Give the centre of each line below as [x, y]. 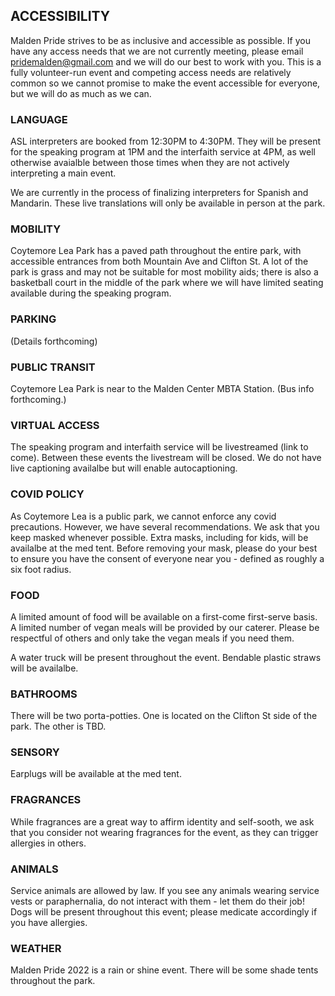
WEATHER [36, 948]
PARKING [33, 319]
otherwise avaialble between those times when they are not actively [150, 163]
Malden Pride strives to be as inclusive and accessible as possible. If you [161, 40]
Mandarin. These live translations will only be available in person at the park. [168, 203]
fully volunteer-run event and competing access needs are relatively [151, 72]
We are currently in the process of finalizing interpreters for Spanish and [159, 193]
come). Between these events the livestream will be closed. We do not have [166, 458]
